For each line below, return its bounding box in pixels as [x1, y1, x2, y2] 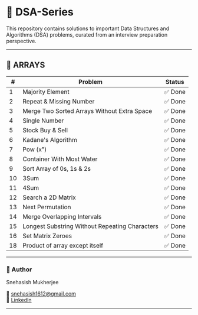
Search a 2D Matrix [22, 193, 77, 202]
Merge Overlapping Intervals [22, 212, 102, 220]
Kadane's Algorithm [22, 135, 78, 144]
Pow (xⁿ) [22, 145, 47, 153]
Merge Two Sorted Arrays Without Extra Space [22, 106, 152, 115]
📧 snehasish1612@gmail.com [6, 290, 77, 297]
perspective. [6, 37, 37, 44]
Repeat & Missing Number [22, 97, 95, 105]
